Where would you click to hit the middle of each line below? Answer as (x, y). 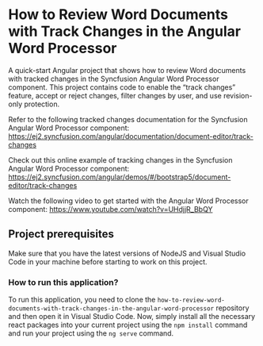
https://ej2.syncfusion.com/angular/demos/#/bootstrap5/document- (120, 177)
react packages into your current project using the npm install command (128, 325)
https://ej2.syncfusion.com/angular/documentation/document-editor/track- (131, 136)
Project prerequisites (61, 235)
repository (233, 308)
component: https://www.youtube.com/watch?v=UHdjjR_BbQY (111, 209)
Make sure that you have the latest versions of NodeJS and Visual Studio (127, 253)
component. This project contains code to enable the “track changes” (122, 87)
